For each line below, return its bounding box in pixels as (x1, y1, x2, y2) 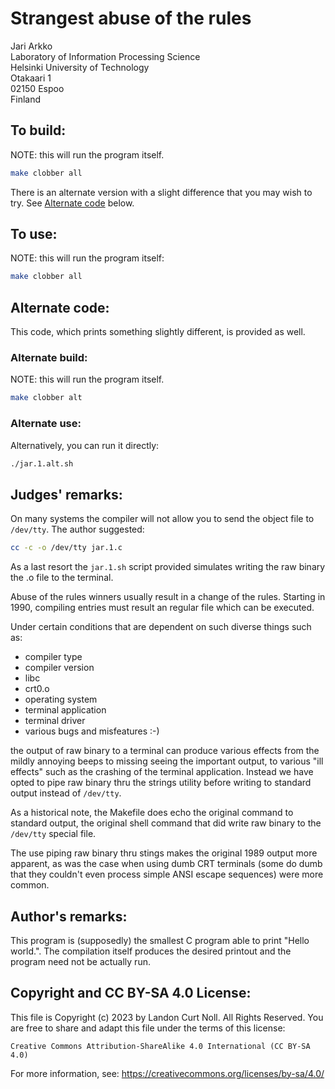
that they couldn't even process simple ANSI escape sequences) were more (10, 868, 324, 881)
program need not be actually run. (10, 955, 151, 967)
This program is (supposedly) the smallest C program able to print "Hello (10, 934, 310, 946)
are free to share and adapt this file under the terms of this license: (10, 1022, 286, 1034)
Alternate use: (10, 417, 82, 431)
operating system (24, 693, 98, 706)
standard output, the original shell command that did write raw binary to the (10, 817, 322, 829)
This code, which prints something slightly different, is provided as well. (10, 326, 306, 338)
